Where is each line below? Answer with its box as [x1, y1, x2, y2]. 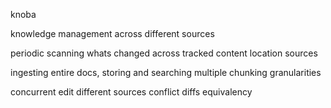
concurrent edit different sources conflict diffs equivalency [10, 86, 253, 98]
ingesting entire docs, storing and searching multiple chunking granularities [10, 67, 322, 78]
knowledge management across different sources [10, 28, 215, 39]
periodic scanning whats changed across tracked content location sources [10, 47, 318, 59]
